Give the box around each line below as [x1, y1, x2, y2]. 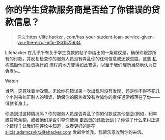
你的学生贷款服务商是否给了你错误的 [5, 4, 152, 16]
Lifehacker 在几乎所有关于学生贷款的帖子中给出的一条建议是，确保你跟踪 [5, 50, 153, 56]
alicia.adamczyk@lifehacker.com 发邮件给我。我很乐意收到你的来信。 [5, 129, 146, 135]
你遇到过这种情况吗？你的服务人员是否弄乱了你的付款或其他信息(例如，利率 [5, 111, 158, 116]
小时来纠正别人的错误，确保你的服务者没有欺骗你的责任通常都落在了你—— [9, 94, 160, 100]
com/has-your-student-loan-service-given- [66, 34, 155, 40]
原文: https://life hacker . [17, 34, 65, 40]
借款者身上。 [5, 100, 31, 106]
